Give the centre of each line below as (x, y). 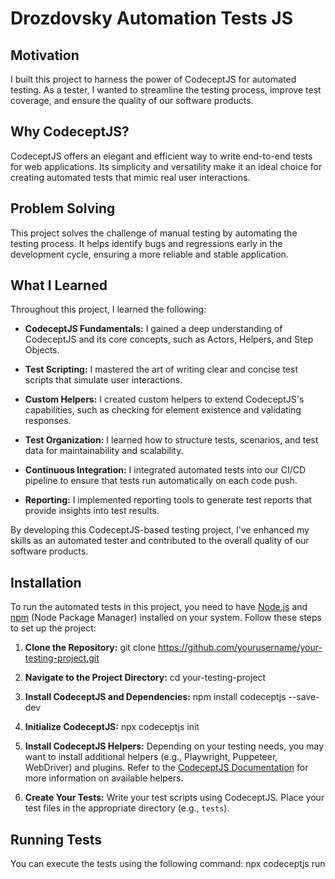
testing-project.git (62, 658)
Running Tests (56, 839)
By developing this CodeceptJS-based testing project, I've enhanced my (160, 530)
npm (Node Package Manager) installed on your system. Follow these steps (166, 618)
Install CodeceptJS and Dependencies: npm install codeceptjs (155, 697)
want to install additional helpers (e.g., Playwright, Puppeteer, (151, 757)
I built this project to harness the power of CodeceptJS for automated (153, 79)
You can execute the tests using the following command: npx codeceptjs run (168, 864)
